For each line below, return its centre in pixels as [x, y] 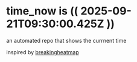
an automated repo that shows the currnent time [66, 40]
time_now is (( [42, 11]
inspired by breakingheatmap [43, 52]
